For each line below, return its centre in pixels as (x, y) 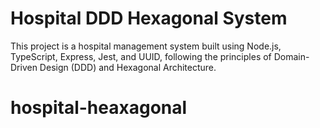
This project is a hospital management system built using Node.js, (146, 46)
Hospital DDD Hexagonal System (149, 18)
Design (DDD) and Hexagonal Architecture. (128, 67)
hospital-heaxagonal (99, 108)
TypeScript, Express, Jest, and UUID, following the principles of (141, 56)
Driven (24, 67)
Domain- (291, 56)
